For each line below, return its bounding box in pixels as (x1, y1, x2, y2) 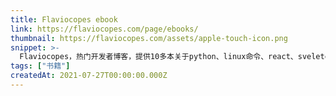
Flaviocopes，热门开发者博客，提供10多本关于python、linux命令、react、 (19, 52, 298, 62)
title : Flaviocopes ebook (10, 14, 118, 25)
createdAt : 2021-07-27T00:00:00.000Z (10, 71, 168, 81)
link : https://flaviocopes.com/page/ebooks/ (10, 24, 199, 34)
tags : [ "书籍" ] (10, 61, 71, 71)
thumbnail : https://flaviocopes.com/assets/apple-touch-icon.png (10, 33, 288, 43)
